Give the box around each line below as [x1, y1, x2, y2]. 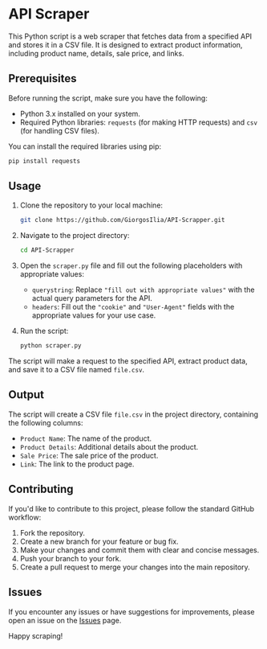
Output [8, 388, 44, 402]
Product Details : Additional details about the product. [19, 442, 199, 451]
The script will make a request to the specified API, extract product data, [8, 356, 248, 366]
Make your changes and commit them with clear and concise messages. [19, 544, 260, 555]
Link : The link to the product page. [19, 459, 135, 469]
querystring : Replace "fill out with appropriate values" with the [31, 285, 255, 294]
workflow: [8, 512, 42, 522]
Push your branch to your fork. [19, 553, 122, 563]
